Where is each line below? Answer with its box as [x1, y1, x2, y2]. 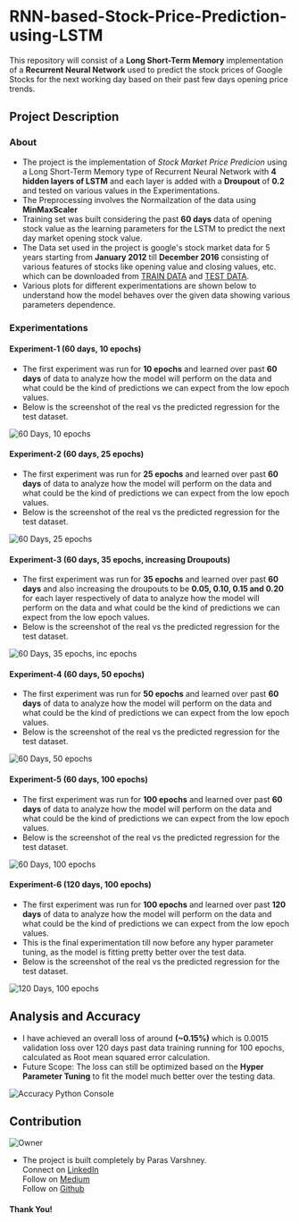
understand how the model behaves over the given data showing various [21, 289, 291, 301]
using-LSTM [9, 25, 104, 46]
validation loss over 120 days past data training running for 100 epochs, [21, 1042, 285, 1053]
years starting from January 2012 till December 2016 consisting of [21, 251, 270, 262]
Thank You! [9, 1203, 54, 1214]
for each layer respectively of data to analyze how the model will [21, 593, 261, 604]
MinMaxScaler [21, 204, 79, 215]
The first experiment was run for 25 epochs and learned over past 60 [21, 468, 279, 479]
